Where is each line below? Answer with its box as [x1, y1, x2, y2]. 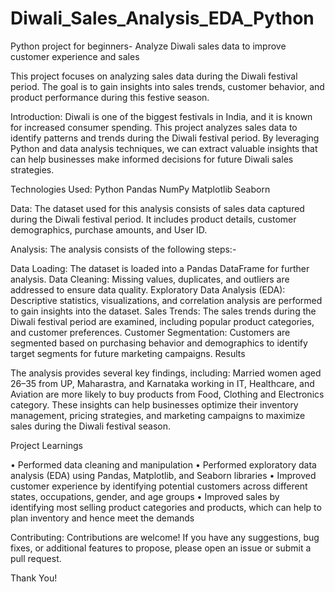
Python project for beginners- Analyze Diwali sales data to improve [10, 40, 287, 52]
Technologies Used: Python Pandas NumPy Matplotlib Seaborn [10, 183, 271, 195]
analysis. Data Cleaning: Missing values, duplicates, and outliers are [10, 273, 290, 285]
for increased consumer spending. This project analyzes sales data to [10, 121, 298, 133]
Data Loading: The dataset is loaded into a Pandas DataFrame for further [10, 262, 310, 274]
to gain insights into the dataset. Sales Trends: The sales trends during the [10, 305, 317, 317]
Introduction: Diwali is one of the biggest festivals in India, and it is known [10, 110, 313, 122]
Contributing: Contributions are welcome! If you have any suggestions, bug [10, 531, 320, 543]
